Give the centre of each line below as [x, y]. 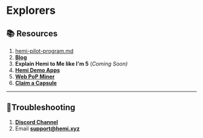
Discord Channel [37, 122]
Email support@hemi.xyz [47, 128]
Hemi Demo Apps [37, 70]
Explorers [31, 11]
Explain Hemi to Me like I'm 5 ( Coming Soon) [71, 64]
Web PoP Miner [35, 77]
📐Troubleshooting [41, 108]
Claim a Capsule [36, 83]
